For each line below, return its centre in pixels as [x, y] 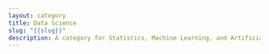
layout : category [37, 15]
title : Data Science [43, 23]
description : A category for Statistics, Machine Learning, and [118, 38]
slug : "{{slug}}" [37, 30]
